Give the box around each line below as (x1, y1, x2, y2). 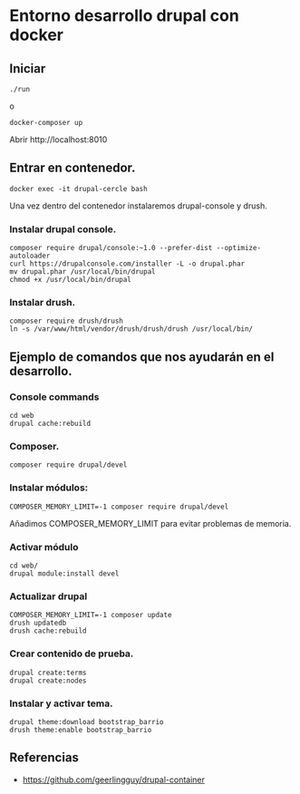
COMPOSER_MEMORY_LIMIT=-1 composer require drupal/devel (9, 502, 229, 511)
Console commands (9, 391, 100, 403)
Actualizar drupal (9, 590, 88, 603)
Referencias (9, 750, 80, 766)
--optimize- (216, 244, 261, 253)
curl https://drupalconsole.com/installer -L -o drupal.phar (9, 259, 246, 268)
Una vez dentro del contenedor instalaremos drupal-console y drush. (9, 200, 267, 211)
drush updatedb (9, 618, 67, 628)
